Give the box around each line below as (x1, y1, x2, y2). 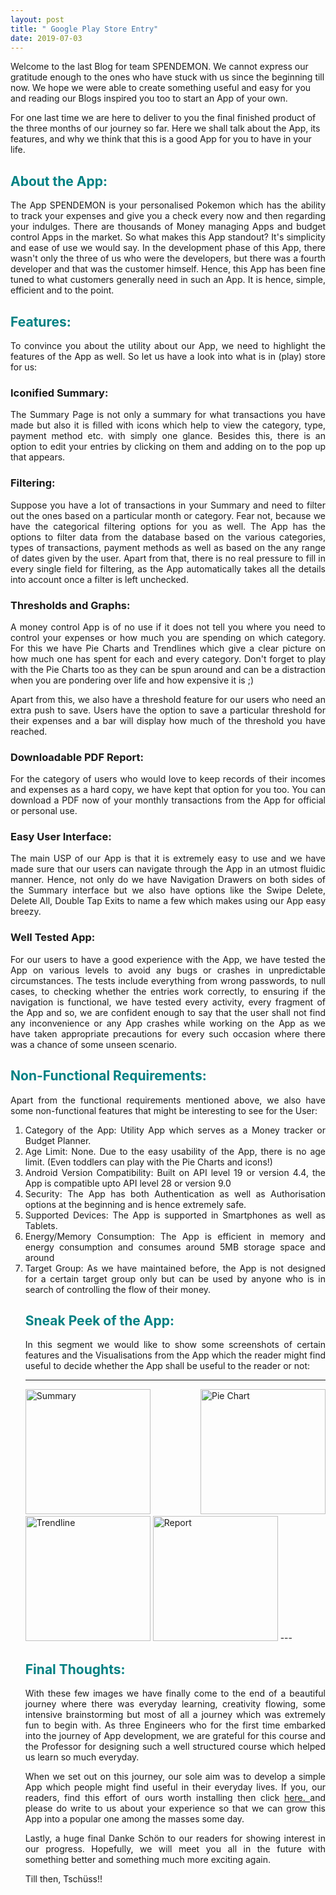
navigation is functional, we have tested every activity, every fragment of (10, 996, 326, 1008)
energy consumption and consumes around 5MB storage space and (24, 1241, 326, 1253)
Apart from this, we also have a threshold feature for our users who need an (10, 693, 326, 705)
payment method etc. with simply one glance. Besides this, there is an (10, 430, 326, 442)
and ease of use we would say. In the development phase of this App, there (10, 242, 326, 254)
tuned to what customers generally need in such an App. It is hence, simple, (10, 274, 326, 286)
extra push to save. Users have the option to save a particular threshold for (10, 704, 326, 716)
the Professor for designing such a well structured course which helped (24, 1741, 326, 1753)
